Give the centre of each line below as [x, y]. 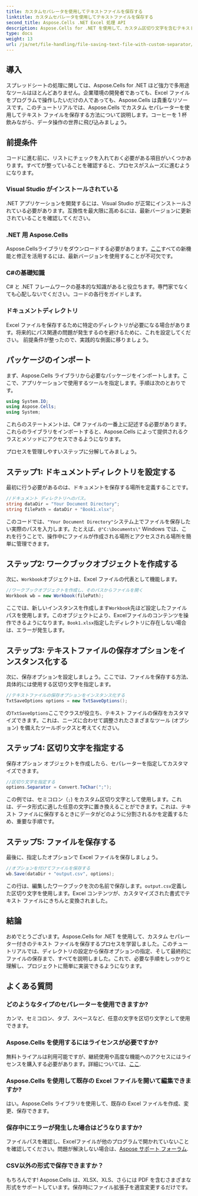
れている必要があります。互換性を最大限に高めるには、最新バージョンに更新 [99, 211]
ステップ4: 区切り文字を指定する [65, 748]
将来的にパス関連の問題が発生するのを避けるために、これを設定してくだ [103, 332]
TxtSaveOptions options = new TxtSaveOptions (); [67, 701]
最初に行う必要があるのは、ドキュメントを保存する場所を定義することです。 [99, 487]
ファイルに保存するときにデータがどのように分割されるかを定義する [100, 814]
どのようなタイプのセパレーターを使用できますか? [77, 1004]
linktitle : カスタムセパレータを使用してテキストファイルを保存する [80, 17]
